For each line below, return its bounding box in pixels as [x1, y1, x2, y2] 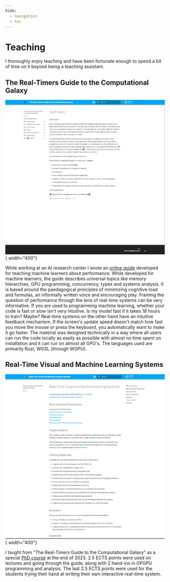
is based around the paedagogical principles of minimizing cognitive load [5, 286, 158, 292]
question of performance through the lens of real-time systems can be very [5, 297, 163, 303]
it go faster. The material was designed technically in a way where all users [5, 329, 162, 335]
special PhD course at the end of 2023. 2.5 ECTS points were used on [5, 555, 151, 561]
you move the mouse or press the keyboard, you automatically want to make [5, 324, 164, 330]
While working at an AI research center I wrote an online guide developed [5, 264, 158, 271]
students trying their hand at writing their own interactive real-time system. [5, 571, 161, 577]
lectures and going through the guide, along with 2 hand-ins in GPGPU [5, 560, 152, 566]
